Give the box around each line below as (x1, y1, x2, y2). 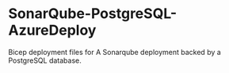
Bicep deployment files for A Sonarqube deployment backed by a (8, 47, 222, 57)
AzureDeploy (8, 21, 97, 39)
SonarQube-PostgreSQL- (8, 5, 177, 23)
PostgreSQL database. (8, 56, 82, 65)
